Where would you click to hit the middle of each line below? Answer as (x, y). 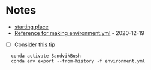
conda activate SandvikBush (46, 56)
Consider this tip (34, 44)
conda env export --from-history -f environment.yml (78, 61)
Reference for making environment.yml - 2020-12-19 (79, 33)
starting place (31, 27)
